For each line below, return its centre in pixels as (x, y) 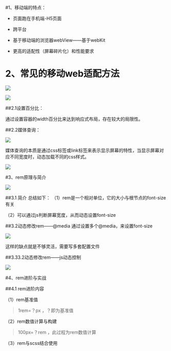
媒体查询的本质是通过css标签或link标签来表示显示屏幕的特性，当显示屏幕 (82, 150)
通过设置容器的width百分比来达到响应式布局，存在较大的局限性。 (74, 119)
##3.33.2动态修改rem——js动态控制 (43, 257)
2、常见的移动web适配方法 (62, 74)
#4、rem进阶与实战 (26, 278)
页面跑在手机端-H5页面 (37, 18)
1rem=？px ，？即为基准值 (46, 310)
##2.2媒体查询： (23, 130)
